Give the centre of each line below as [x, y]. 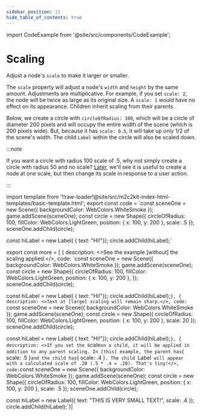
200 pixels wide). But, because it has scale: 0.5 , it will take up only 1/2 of [98, 131]
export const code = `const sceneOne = [136, 203]
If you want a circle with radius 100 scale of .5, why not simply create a [94, 161]
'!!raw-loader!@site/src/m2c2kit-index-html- [115, 197]
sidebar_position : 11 [33, 12]
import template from [33, 197]
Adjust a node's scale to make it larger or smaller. [68, 75]
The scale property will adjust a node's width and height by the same [93, 87]
